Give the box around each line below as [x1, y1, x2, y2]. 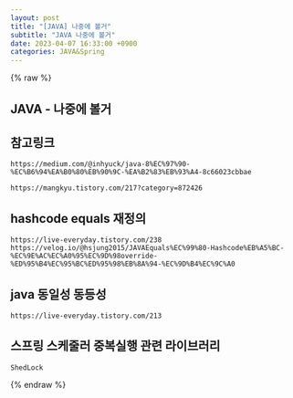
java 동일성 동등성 [10, 287, 107, 302]
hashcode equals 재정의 [10, 211, 147, 226]
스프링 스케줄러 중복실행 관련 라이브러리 [10, 339, 221, 354]
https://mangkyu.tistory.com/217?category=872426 [10, 183, 204, 193]
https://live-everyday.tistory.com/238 [10, 236, 162, 245]
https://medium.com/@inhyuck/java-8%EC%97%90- [10, 160, 191, 169]
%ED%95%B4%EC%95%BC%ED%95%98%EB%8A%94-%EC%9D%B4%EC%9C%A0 [10, 259, 235, 269]
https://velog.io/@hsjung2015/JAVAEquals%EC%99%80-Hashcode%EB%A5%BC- [10, 244, 285, 253]
